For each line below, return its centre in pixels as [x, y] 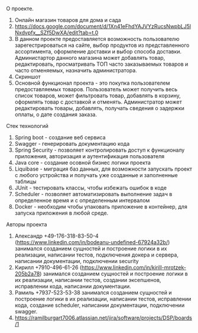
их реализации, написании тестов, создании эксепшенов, [88, 280]
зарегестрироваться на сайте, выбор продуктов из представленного [102, 45]
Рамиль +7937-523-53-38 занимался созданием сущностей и [93, 292]
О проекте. [20, 9]
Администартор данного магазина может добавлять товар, [90, 58]
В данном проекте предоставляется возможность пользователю [97, 39]
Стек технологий [27, 126]
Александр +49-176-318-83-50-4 [56, 236]
